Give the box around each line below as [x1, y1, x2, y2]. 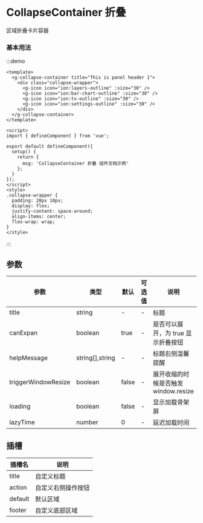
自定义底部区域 [35, 506, 78, 515]
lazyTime [9, 418, 35, 427]
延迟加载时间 [153, 419, 190, 427]
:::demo [6, 58, 25, 65]
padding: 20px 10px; [11, 198, 63, 204]
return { [17, 154, 39, 161]
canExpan [9, 328, 38, 337]
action [9, 483, 27, 491]
